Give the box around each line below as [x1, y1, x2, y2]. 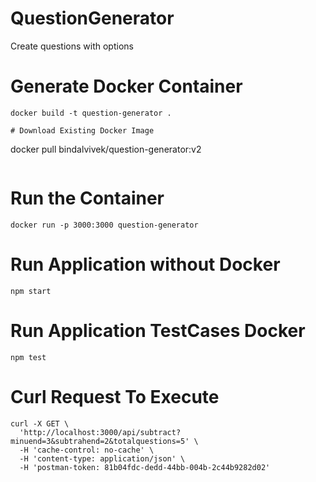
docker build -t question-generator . [10, 108, 172, 118]
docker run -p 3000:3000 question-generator [10, 220, 199, 230]
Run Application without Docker [10, 253, 281, 276]
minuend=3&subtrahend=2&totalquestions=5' [10, 436, 190, 446]
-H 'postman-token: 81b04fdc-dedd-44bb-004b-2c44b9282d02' [19, 462, 271, 472]
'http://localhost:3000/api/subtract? [19, 427, 182, 437]
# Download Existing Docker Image [10, 125, 155, 136]
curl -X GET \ [10, 418, 70, 429]
